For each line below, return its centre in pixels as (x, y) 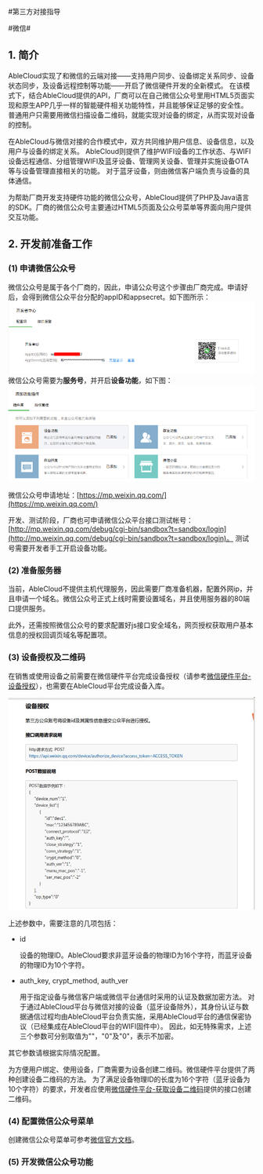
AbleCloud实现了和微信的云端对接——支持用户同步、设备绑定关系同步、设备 (131, 75)
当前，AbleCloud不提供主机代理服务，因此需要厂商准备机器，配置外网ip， (127, 589)
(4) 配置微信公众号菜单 (51, 1121)
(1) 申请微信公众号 (42, 268)
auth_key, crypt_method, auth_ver (74, 981)
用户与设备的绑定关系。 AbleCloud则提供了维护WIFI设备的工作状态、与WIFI (130, 151)
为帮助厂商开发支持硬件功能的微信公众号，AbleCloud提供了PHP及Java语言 (129, 197)
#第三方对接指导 (34, 11)
